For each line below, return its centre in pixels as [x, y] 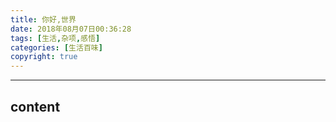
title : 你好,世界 [43, 19]
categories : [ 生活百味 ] [56, 47]
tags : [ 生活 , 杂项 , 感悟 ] [55, 38]
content [35, 106]
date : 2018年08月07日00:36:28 [71, 29]
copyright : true [44, 57]
